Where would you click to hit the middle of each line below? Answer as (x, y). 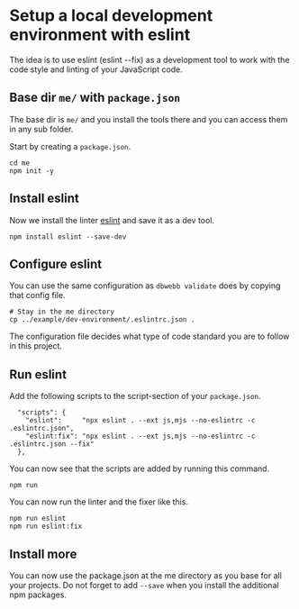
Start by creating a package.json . (70, 146)
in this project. (36, 346)
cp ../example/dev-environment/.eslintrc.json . (102, 320)
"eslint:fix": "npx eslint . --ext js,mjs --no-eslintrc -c (140, 436)
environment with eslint (100, 35)
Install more (43, 554)
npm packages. (38, 595)
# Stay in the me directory (62, 312)
